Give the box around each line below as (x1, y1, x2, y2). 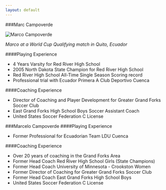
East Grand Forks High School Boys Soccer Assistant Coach (12, 107, 139, 114)
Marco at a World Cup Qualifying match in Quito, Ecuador (5, 41, 128, 47)
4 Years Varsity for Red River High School (12, 61, 101, 67)
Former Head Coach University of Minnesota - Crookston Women (12, 164, 151, 170)
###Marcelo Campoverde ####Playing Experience (5, 123, 112, 129)
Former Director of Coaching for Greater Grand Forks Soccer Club (12, 169, 152, 175)
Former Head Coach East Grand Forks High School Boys (12, 174, 132, 180)
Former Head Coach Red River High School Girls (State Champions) (12, 158, 155, 164)
